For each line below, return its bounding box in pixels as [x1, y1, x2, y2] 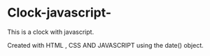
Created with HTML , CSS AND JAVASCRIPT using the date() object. [7, 41, 204, 49]
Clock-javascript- [7, 5, 112, 21]
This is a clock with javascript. [7, 28, 94, 36]
